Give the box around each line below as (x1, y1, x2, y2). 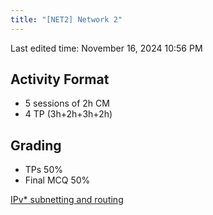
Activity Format (10, 71, 110, 88)
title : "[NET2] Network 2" (10, 14, 123, 25)
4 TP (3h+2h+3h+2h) (24, 108, 113, 120)
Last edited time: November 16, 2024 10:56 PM (10, 42, 203, 54)
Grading (10, 137, 62, 154)
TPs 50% (24, 164, 63, 176)
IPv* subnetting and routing (10, 194, 124, 206)
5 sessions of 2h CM (24, 97, 110, 110)
